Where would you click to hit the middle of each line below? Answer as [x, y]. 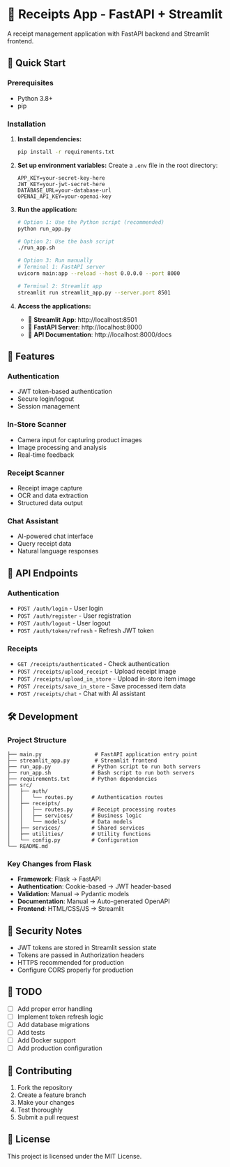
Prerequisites [30, 83]
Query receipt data [44, 544]
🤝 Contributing [40, 1071]
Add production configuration [60, 1048]
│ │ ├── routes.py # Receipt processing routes [92, 809]
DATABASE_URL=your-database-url [64, 190]
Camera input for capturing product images [79, 439]
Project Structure [37, 740]
